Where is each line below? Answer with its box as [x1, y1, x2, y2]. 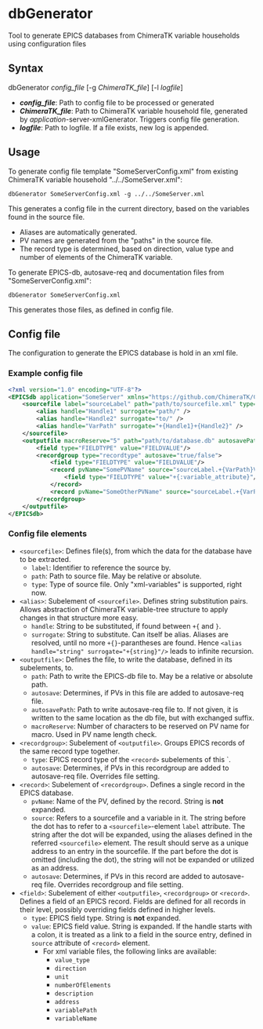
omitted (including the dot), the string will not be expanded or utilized [31, 855, 254, 864]
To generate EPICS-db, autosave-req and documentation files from [8, 268, 225, 277]
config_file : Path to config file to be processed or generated [19, 97, 214, 107]
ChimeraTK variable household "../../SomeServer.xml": [8, 174, 182, 184]
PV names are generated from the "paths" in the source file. [19, 235, 214, 245]
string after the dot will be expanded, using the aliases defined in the [31, 830, 253, 839]
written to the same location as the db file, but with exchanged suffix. [31, 713, 254, 722]
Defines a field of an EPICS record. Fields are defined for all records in [19, 896, 247, 906]
